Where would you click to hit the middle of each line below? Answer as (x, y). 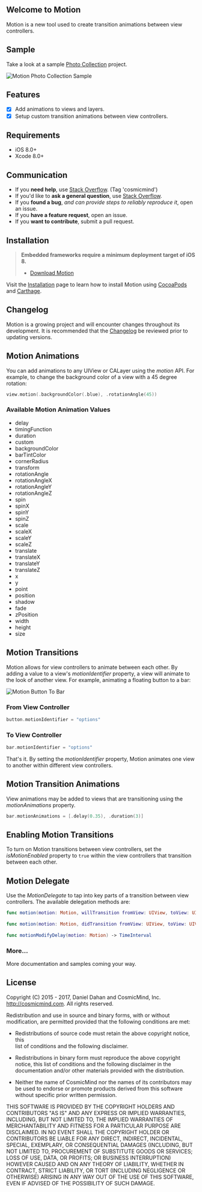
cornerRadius (32, 461)
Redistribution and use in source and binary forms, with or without (88, 1015)
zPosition (26, 614)
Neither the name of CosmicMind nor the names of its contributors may (103, 1082)
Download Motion (52, 273)
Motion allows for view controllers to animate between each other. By (92, 667)
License (21, 983)
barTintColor (30, 455)
